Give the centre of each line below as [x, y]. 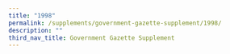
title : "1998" [32, 15]
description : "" [36, 30]
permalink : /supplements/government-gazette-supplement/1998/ [115, 23]
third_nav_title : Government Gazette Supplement [92, 38]
